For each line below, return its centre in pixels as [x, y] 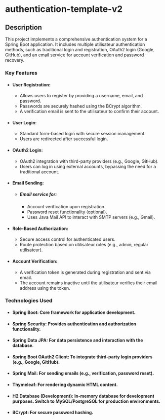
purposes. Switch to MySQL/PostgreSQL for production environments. [86, 401]
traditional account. [39, 172]
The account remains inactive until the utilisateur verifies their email [88, 283]
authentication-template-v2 [64, 9]
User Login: [24, 122]
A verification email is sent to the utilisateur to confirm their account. [89, 112]
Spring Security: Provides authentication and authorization [74, 324]
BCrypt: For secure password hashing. [53, 413]
